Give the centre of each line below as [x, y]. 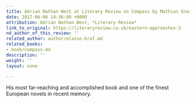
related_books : [24, 44]
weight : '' [19, 60]
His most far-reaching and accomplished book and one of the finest [87, 88]
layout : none [22, 66]
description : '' [26, 55]
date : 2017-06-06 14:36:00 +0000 [47, 17]
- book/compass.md [28, 50]
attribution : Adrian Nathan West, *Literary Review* [71, 22]
